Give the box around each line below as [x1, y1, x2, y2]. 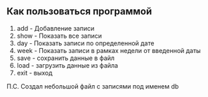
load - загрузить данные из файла [16, 61, 119, 69]
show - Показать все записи [16, 31, 103, 40]
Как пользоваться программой [6, 6, 152, 17]
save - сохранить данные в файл [16, 54, 115, 62]
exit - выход [16, 68, 53, 77]
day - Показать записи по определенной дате [16, 38, 155, 47]
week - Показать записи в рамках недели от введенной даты [16, 46, 201, 54]
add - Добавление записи [16, 24, 95, 32]
